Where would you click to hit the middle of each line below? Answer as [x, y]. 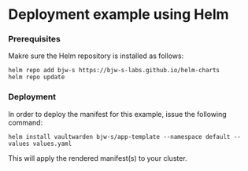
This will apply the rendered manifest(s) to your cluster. [98, 158]
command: [26, 122]
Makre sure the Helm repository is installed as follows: [96, 56]
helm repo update [37, 77]
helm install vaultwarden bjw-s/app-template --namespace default [119, 136]
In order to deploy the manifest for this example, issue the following [117, 114]
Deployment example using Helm [119, 15]
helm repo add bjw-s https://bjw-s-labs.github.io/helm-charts [114, 71]
